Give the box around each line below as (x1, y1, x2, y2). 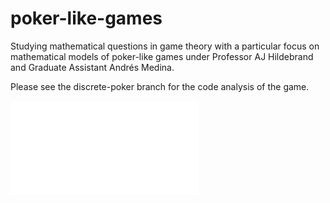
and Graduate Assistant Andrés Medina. (10, 61, 175, 73)
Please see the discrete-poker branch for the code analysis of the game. (10, 80, 310, 92)
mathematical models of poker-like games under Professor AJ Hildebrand (10, 50, 314, 62)
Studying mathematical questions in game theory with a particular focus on (10, 40, 320, 52)
